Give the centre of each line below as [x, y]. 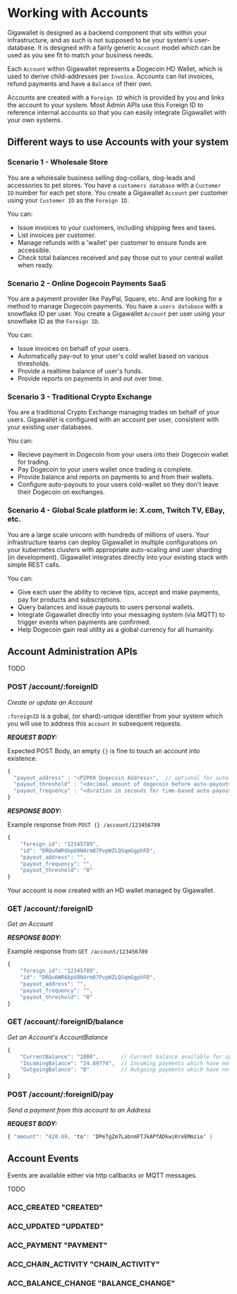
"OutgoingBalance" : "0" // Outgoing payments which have [120, 1070]
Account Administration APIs [72, 651]
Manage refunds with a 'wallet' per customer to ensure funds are [112, 242]
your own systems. [35, 120]
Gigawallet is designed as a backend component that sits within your [107, 32]
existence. [22, 758]
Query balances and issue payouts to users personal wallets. [106, 607]
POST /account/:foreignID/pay [61, 1094]
